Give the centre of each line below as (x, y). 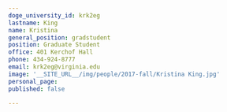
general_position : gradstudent (60, 37)
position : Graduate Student (54, 45)
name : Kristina (33, 30)
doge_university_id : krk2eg (54, 15)
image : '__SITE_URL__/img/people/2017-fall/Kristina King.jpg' (114, 74)
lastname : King (33, 23)
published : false (37, 89)
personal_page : (33, 81)
